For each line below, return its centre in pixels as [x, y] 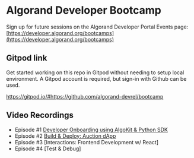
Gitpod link [27, 58]
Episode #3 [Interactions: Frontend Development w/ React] [87, 142]
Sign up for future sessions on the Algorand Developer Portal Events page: [97, 27]
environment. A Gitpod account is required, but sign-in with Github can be [96, 78]
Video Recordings [40, 116]
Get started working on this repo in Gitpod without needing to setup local [95, 72]
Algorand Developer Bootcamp [84, 10]
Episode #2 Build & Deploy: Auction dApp [65, 136]
